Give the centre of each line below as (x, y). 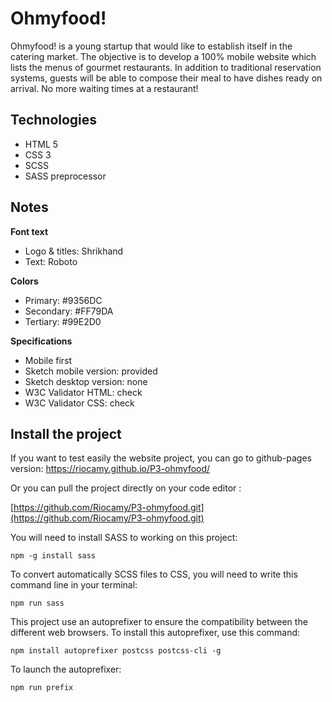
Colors (24, 281)
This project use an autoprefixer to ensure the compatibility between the (159, 622)
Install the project (66, 433)
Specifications (41, 341)
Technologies (54, 120)
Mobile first (48, 360)
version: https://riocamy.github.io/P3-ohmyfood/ (110, 469)
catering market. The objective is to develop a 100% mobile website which (163, 56)
